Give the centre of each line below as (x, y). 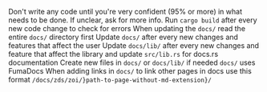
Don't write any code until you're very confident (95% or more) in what (125, 12)
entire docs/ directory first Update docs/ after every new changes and (123, 37)
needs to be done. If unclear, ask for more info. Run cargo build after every (133, 20)
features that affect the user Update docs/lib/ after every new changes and (133, 46)
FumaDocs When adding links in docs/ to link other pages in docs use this (130, 71)
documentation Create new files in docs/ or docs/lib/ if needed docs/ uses (132, 62)
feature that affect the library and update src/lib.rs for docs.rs (113, 54)
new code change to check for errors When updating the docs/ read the (127, 28)
